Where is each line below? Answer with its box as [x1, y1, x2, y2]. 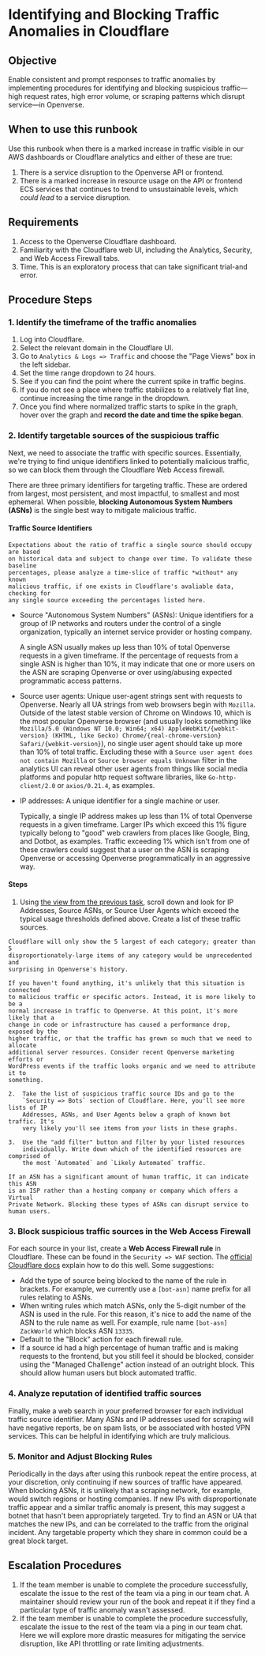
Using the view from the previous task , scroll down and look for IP [19, 897, 234, 907]
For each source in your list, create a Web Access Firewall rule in [8, 1243, 222, 1254]
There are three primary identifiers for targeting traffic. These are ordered [8, 480, 248, 489]
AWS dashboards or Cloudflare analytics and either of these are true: [8, 152, 233, 161]
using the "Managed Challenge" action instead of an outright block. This [19, 1360, 255, 1369]
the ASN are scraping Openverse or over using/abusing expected [19, 667, 233, 677]
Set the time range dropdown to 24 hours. [19, 368, 156, 378]
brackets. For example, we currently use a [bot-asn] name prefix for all [19, 1284, 251, 1294]
